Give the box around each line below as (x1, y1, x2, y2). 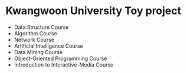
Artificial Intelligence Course (14, 42, 83, 49)
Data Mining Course (14, 48, 63, 55)
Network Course (14, 36, 54, 43)
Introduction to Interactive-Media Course (14, 61, 114, 68)
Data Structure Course (14, 24, 69, 31)
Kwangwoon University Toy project (5, 4, 182, 18)
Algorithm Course (14, 29, 57, 36)
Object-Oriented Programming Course (14, 55, 107, 62)
